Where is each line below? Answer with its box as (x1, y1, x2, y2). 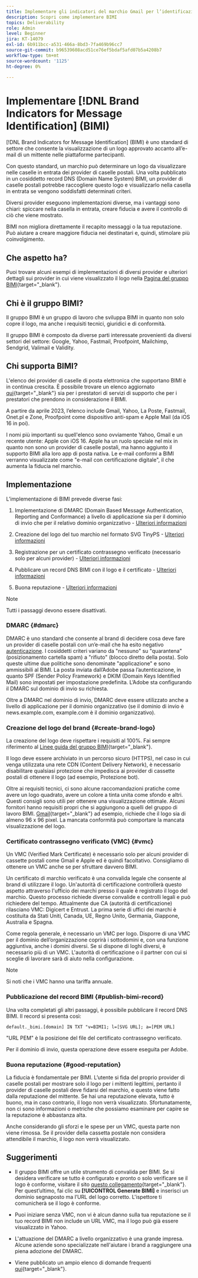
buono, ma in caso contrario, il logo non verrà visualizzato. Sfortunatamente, (6, 1099, 192, 1106)
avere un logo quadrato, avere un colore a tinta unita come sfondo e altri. (6, 792, 183, 799)
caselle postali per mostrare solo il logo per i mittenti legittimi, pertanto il (6, 1080, 181, 1087)
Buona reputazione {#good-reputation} (6, 1060, 121, 1068)
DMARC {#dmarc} (6, 621, 59, 629)
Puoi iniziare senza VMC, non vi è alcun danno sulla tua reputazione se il (14, 1211, 191, 1218)
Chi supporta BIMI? (6, 361, 78, 371)
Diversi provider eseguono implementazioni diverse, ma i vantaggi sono (6, 199, 180, 207)
